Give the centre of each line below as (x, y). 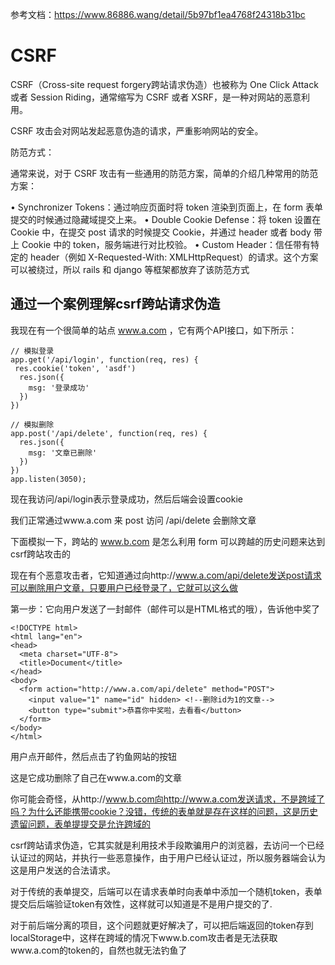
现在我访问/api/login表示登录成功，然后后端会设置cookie (126, 499)
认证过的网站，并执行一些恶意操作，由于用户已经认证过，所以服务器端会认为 (168, 857)
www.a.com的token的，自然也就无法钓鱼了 (99, 950)
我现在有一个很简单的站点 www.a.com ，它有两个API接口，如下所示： (154, 330)
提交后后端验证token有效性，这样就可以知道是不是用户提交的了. (141, 904)
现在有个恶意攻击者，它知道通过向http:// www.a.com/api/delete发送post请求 (166, 575)
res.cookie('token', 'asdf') (75, 368)
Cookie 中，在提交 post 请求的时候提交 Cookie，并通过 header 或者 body (161, 232)
